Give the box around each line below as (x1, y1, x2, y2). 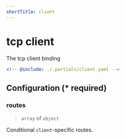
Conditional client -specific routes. (6, 126, 93, 134)
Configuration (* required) (6, 82, 107, 93)
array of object (20, 115, 59, 122)
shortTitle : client (6, 8, 55, 15)
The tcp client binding (6, 55, 61, 62)
